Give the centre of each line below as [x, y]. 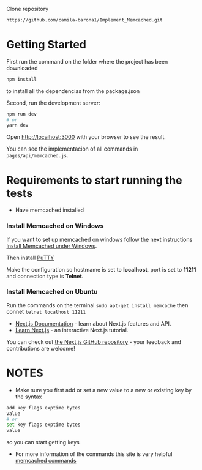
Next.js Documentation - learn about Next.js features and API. [93, 323]
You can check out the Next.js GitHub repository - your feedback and [94, 341]
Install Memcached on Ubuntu [52, 292]
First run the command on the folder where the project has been [87, 61]
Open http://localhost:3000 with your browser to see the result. [86, 137]
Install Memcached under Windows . [52, 246]
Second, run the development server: [53, 103]
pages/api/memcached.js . [37, 155]
